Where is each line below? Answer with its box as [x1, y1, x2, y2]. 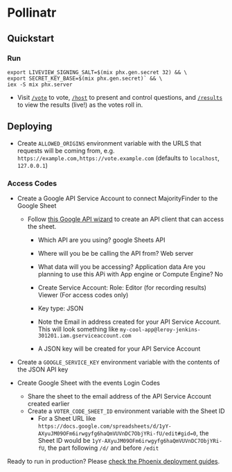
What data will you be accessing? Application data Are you [37, 262, 206, 271]
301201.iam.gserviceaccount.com [37, 332, 132, 339]
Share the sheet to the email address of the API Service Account [27, 392, 211, 400]
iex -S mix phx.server [7, 81, 73, 88]
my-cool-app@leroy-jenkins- [120, 326, 201, 333]
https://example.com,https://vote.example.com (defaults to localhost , [17, 154, 220, 162]
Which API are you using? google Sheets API [37, 236, 166, 244]
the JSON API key [17, 365, 69, 374]
